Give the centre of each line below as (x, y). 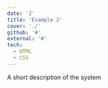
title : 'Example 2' (35, 20)
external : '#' (27, 39)
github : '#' (24, 32)
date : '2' (21, 13)
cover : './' (24, 26)
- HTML (23, 52)
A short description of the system (54, 77)
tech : (15, 45)
